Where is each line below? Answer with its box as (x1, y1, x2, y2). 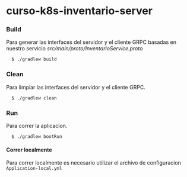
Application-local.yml (6, 166, 62, 172)
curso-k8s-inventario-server (6, 4, 153, 18)
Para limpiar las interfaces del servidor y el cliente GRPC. (6, 83, 145, 91)
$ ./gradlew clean (11, 95, 58, 101)
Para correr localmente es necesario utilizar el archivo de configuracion (6, 159, 181, 166)
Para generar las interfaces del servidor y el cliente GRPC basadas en (6, 38, 177, 46)
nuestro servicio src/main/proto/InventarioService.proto (6, 45, 143, 52)
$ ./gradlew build (11, 56, 58, 63)
